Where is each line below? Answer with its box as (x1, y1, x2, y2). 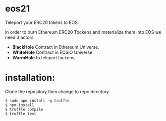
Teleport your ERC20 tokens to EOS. (5, 19, 79, 25)
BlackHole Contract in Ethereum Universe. (12, 44, 99, 50)
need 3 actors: (5, 34, 35, 40)
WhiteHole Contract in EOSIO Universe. (12, 49, 94, 55)
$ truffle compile (5, 107, 43, 112)
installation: (5, 72, 55, 84)
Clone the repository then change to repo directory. (5, 88, 111, 95)
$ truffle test (5, 111, 37, 116)
